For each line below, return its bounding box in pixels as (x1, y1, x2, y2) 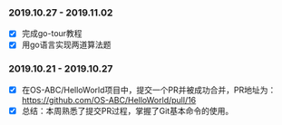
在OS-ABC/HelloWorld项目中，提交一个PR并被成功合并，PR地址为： (21, 84, 277, 95)
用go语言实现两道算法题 (21, 39, 112, 51)
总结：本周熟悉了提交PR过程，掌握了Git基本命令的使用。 (21, 105, 234, 116)
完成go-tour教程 (21, 28, 83, 39)
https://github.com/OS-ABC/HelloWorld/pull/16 (21, 94, 197, 105)
